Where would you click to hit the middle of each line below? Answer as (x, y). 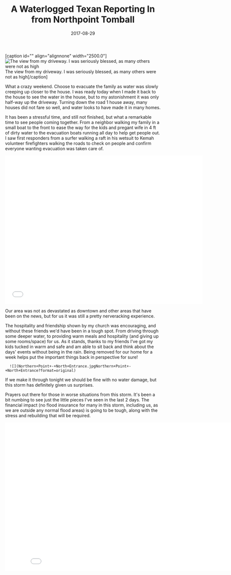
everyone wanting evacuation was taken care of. (54, 148)
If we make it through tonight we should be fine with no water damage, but (81, 380)
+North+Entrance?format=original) (41, 370)
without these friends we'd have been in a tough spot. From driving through (82, 331)
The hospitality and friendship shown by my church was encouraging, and (81, 325)
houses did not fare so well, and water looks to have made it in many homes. (83, 107)
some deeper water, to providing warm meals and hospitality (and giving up (82, 336)
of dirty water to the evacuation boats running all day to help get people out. (83, 133)
